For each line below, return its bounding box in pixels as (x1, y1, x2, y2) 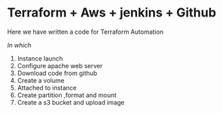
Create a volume (17, 76, 64, 84)
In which (7, 41, 32, 49)
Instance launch (17, 54, 64, 63)
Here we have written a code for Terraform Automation (7, 28, 164, 36)
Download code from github (17, 69, 98, 77)
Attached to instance (17, 83, 77, 92)
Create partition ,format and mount (17, 91, 117, 99)
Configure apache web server (17, 61, 103, 70)
